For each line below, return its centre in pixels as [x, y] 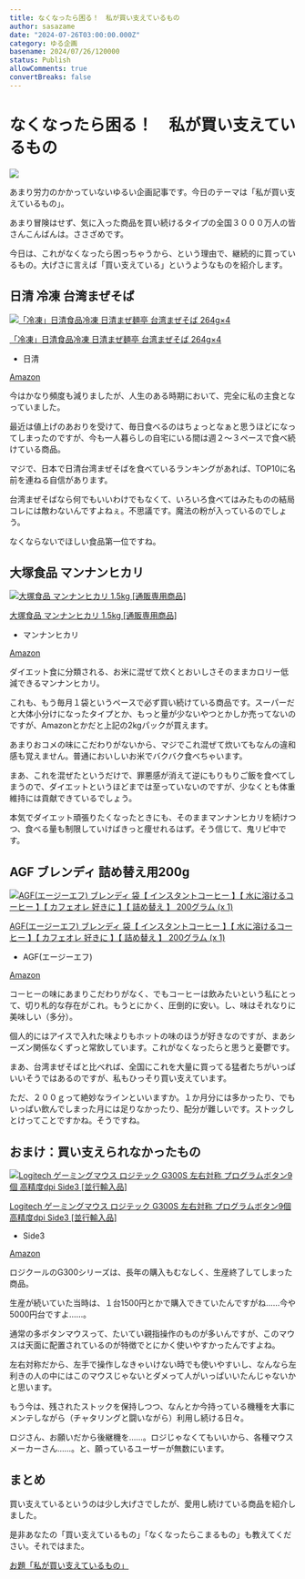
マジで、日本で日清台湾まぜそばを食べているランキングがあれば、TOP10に [149, 468]
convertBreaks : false [51, 77]
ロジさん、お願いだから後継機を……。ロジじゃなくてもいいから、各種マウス [152, 1437]
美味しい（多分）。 [43, 1017]
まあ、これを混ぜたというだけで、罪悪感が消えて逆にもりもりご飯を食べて [149, 776]
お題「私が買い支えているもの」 [69, 1565]
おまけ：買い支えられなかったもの [105, 1151]
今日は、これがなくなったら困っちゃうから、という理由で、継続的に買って [149, 253]
